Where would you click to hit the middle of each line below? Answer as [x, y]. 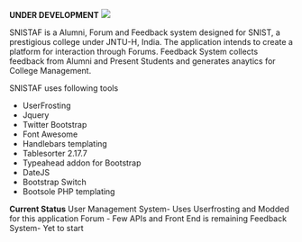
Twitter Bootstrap [55, 125]
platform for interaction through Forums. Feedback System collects [134, 51]
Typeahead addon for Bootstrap [82, 163]
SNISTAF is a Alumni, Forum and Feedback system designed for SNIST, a [145, 32]
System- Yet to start [46, 228]
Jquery [36, 115]
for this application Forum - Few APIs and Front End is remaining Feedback [148, 219]
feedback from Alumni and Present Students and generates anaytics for [143, 61]
